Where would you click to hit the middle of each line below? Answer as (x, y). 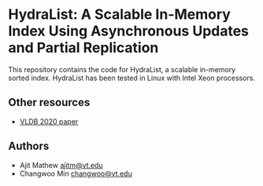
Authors (29, 146)
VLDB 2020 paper (49, 121)
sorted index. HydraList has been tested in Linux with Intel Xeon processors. (132, 78)
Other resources (49, 102)
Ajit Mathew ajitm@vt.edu (61, 165)
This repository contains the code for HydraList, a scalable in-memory (122, 69)
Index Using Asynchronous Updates (129, 31)
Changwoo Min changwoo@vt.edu (76, 173)
